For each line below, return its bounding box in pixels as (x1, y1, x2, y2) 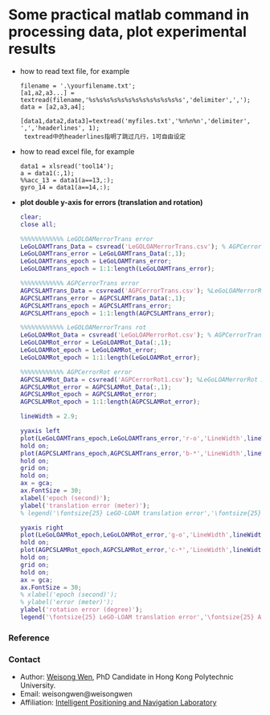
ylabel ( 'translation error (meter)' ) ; (19, 501, 150, 509)
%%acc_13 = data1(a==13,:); (19, 176, 114, 184)
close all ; (19, 220, 57, 228)
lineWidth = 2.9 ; (19, 412, 79, 421)
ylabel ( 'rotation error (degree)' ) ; (19, 606, 143, 614)
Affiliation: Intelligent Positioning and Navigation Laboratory (19, 697, 217, 708)
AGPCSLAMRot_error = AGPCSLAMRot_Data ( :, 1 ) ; (19, 383, 172, 391)
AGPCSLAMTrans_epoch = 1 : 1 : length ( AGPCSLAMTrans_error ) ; (19, 309, 215, 317)
